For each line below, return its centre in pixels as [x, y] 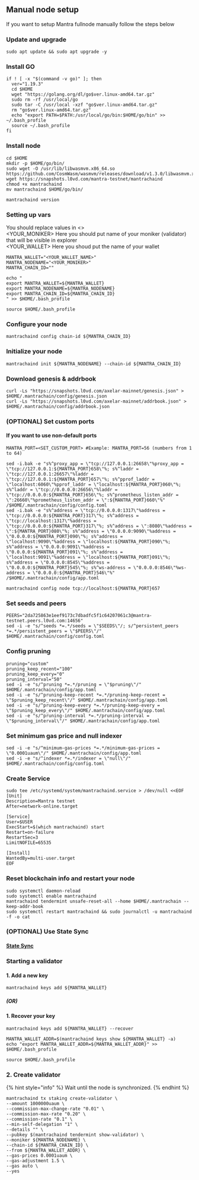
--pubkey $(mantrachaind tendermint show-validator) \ [75, 1135]
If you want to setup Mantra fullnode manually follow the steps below [90, 24]
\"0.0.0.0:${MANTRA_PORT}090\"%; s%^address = [65, 537]
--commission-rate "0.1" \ [39, 1119]
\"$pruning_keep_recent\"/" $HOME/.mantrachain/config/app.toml [87, 700]
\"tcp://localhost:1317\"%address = [51, 521]
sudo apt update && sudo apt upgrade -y [57, 52]
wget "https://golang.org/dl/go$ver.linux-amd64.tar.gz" [83, 94]
